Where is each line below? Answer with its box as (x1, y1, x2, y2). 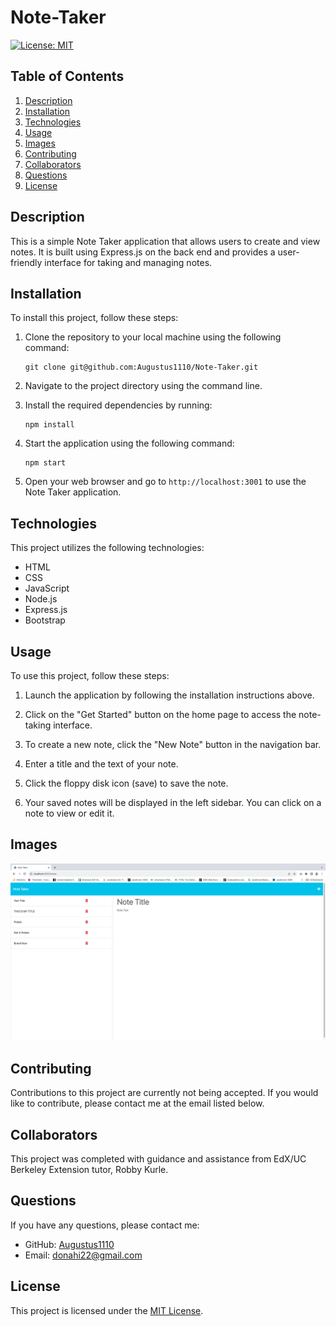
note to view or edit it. (24, 807, 115, 819)
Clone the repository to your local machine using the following (24, 331, 282, 343)
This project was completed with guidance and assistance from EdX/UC (10, 1152, 307, 1165)
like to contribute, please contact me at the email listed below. (10, 1097, 265, 1110)
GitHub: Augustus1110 (24, 1238, 115, 1250)
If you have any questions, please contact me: (10, 1219, 200, 1231)
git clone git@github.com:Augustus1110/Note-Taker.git (24, 362, 259, 373)
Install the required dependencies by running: (24, 399, 213, 411)
